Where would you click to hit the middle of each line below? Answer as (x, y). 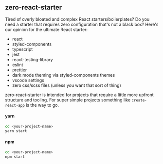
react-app (15, 105)
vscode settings (28, 80)
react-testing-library (32, 59)
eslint (18, 65)
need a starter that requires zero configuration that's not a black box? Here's (82, 24)
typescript (22, 49)
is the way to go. (43, 105)
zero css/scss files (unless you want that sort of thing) (67, 85)
